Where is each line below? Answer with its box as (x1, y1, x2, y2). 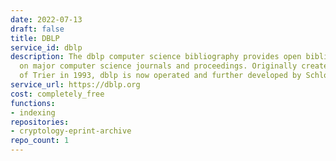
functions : (10, 98, 56, 108)
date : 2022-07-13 (10, 14, 83, 25)
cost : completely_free (10, 89, 105, 99)
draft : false (10, 24, 65, 34)
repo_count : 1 (10, 136, 70, 146)
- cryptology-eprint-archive (10, 126, 132, 136)
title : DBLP (10, 33, 60, 43)
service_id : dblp (10, 42, 83, 53)
